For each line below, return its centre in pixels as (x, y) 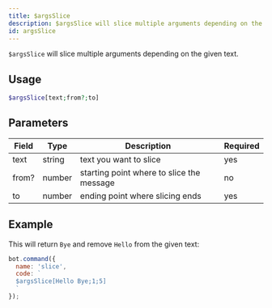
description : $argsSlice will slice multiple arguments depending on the (136, 23)
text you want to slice (120, 159)
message (97, 183)
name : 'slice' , (41, 266)
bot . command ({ (32, 259)
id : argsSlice (32, 31)
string (53, 159)
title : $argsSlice (39, 16)
